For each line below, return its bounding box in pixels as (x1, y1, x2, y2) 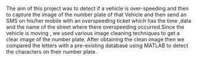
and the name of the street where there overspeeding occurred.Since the (6, 23, 185, 30)
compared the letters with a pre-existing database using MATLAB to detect (6, 42, 189, 49)
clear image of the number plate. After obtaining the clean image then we (6, 36, 185, 43)
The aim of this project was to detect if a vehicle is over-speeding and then (6, 5, 189, 12)
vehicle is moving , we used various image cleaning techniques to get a (6, 30, 180, 37)
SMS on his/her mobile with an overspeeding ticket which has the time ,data (6, 17, 192, 24)
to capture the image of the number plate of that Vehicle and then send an (6, 11, 187, 18)
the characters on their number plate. (6, 48, 97, 55)
